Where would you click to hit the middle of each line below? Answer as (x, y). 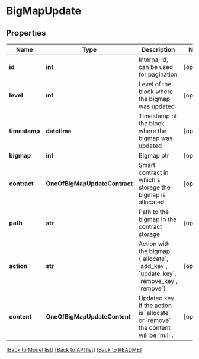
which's (150, 180)
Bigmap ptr (154, 155)
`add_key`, (153, 266)
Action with (154, 244)
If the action (155, 306)
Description (158, 50)
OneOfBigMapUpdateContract (89, 184)
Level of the (155, 84)
